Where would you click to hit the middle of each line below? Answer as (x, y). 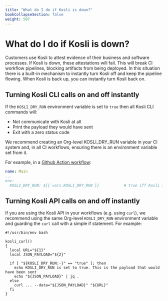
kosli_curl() (19, 241)
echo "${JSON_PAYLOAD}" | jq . (47, 276)
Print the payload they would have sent (53, 127)
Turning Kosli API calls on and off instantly (72, 201)
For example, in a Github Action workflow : (48, 162)
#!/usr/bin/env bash (27, 233)
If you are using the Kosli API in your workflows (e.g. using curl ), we (75, 213)
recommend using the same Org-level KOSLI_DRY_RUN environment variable (82, 218)
